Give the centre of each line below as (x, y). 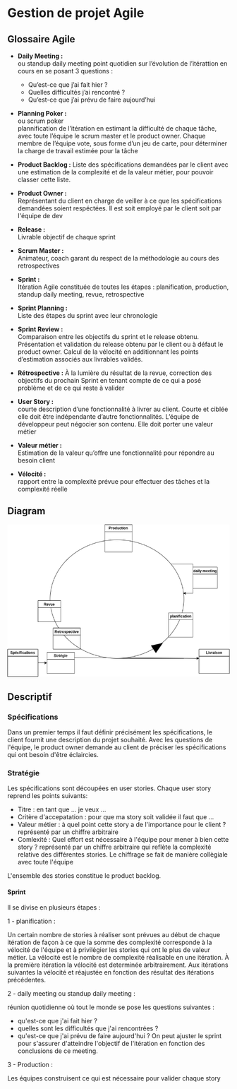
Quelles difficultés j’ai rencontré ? (77, 92)
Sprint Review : (40, 329)
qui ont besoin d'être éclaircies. (53, 754)
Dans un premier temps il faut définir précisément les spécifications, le (110, 732)
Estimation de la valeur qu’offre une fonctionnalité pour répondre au (116, 453)
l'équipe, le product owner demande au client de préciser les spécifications (117, 747)
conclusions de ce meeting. (58, 1051)
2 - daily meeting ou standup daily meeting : (71, 994)
